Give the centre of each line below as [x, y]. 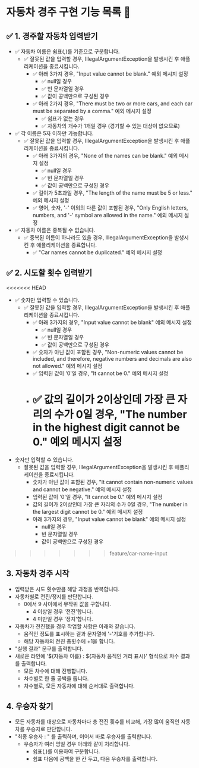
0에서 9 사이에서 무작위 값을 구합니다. [67, 604]
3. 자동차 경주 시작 [38, 574]
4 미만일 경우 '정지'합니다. [63, 619]
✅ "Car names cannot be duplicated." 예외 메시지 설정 [97, 252]
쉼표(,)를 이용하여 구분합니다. [66, 751]
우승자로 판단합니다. [49, 729]
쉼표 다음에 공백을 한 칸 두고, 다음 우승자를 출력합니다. [95, 759]
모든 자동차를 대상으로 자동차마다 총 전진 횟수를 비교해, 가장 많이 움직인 [97, 722]
